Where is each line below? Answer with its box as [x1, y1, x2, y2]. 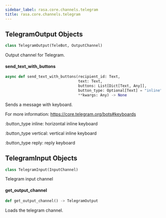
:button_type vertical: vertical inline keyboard [5, 130, 97, 136]
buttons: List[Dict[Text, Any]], [78, 83, 147, 89]
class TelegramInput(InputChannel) [5, 167, 79, 172]
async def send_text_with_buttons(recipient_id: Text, [5, 74, 121, 79]
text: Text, [78, 79, 103, 84]
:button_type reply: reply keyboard [5, 140, 76, 145]
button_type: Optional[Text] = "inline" [78, 88, 163, 93]
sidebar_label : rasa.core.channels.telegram [5, 7, 98, 12]
